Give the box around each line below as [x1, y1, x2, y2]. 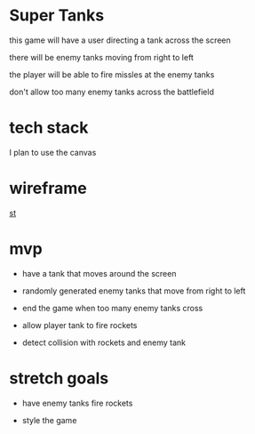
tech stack [9, 117, 89, 138]
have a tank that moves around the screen [21, 268, 177, 278]
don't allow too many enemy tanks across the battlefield [9, 86, 215, 97]
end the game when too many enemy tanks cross [21, 302, 203, 313]
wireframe [9, 179, 87, 198]
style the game [21, 414, 77, 425]
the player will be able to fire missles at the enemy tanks [9, 68, 215, 80]
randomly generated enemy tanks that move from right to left [21, 285, 246, 296]
